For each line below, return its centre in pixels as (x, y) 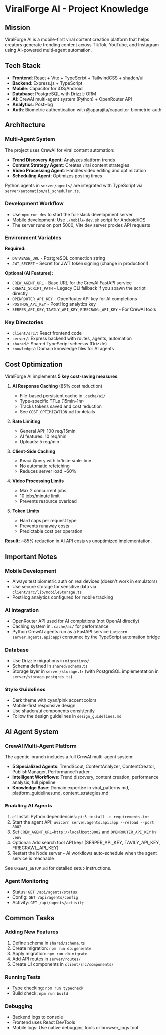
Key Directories (24, 322)
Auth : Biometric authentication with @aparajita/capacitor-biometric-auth (87, 109)
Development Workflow (34, 204)
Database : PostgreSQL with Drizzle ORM (54, 94)
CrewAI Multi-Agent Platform (41, 746)
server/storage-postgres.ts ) (42, 677)
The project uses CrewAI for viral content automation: (60, 150)
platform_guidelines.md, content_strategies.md (60, 793)
